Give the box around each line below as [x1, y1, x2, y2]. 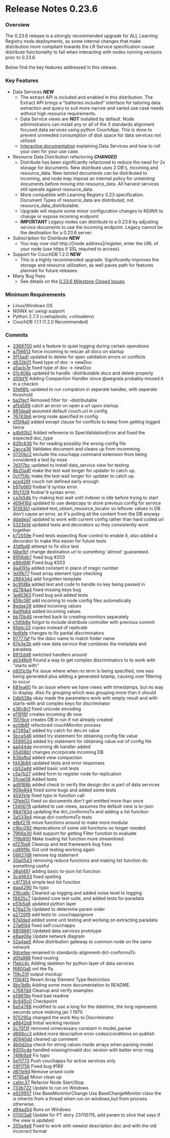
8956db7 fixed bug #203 [12, 554, 65, 561]
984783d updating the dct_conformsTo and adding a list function [12, 809, 149, 815]
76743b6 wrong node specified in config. [12, 413, 99, 419]
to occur [12, 679, 30, 685]
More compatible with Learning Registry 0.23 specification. [20, 192, 145, 198]
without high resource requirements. [20, 110, 96, 116]
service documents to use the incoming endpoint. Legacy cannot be [20, 224, 163, 230]
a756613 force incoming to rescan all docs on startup [12, 349, 124, 355]
